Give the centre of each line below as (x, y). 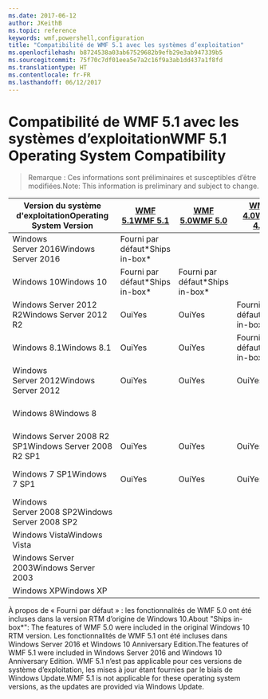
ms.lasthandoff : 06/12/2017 (55, 82)
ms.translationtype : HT (48, 68)
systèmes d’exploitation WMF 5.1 (118, 138)
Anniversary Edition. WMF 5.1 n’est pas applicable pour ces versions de (125, 662)
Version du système (63, 206)
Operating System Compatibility (117, 155)
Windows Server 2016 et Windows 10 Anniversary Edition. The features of (128, 644)
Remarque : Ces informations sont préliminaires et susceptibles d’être (142, 178)
